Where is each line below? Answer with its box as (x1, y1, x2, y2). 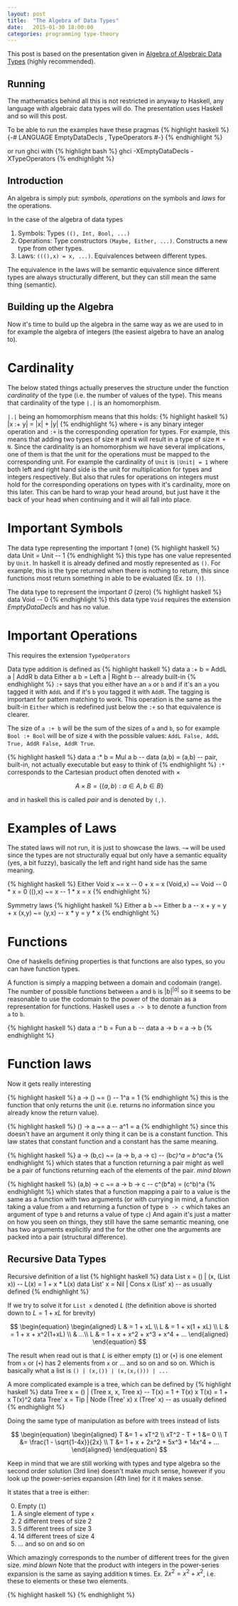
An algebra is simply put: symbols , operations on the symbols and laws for (7, 193, 226, 202)
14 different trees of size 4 (17, 1531, 95, 1540)
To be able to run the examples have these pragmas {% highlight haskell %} (7, 126, 229, 134)
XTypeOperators (7, 154, 55, 163)
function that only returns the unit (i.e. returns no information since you (7, 1100, 215, 1109)
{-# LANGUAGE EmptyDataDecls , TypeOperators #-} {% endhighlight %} (7, 133, 223, 142)
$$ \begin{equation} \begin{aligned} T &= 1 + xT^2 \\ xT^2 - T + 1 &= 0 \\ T (11, 1430, 228, 1438)
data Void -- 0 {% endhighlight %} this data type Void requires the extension (7, 595, 231, 604)
